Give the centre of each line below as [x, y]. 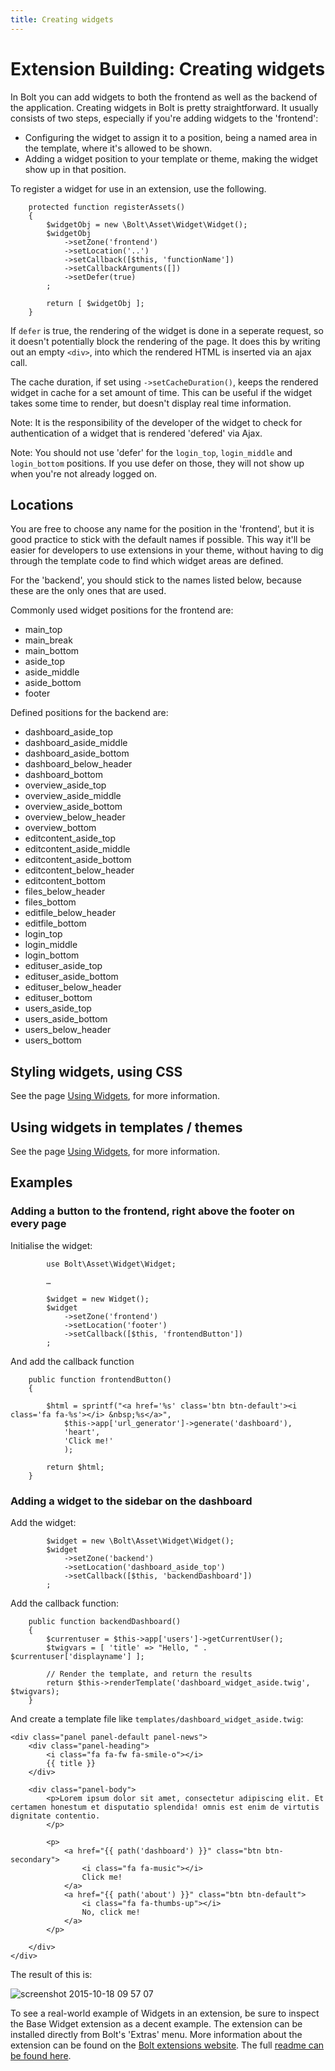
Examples [41, 1182]
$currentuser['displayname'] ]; [77, 1656]
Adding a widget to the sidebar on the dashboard [131, 1501]
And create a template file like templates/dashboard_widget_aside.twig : [157, 1718]
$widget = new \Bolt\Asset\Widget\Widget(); [140, 1541]
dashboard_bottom [63, 775]
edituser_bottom [58, 998]
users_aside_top [58, 1008]
